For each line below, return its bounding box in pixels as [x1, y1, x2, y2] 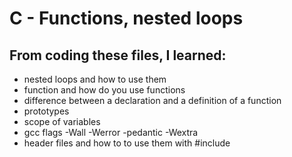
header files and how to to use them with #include [23, 137, 231, 149]
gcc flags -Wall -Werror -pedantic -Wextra [23, 127, 199, 138]
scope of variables [23, 116, 101, 127]
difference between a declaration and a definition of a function [23, 95, 282, 106]
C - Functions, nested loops [9, 7, 244, 30]
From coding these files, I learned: [9, 47, 227, 64]
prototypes [23, 105, 70, 117]
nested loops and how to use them [23, 73, 167, 85]
